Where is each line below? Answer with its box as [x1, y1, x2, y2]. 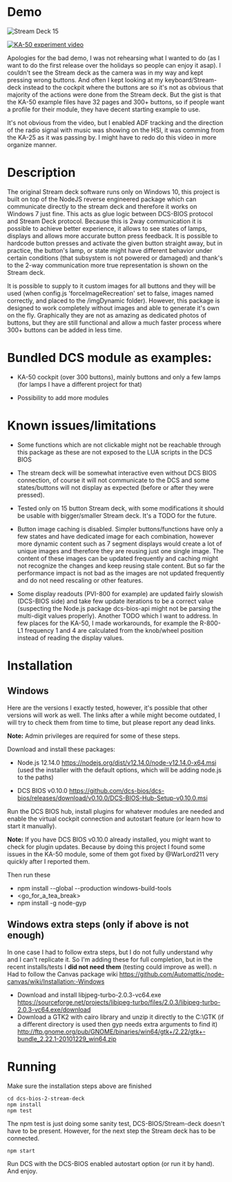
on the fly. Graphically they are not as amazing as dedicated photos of [7, 311, 207, 319]
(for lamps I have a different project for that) [17, 380, 143, 388]
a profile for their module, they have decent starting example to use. [7, 105, 201, 113]
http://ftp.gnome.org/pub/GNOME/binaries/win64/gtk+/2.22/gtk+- [17, 1027, 206, 1036]
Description [7, 165, 76, 180]
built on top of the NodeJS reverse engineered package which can [7, 195, 197, 203]
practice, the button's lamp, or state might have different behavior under [7, 246, 213, 254]
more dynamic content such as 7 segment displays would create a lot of [17, 540, 222, 548]
